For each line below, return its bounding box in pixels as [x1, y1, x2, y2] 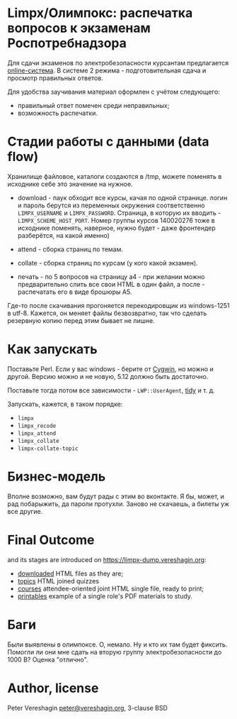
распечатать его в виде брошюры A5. [17, 287, 132, 296]
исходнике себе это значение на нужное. [7, 180, 133, 188]
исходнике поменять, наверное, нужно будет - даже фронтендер [17, 224, 216, 232]
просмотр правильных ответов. [7, 73, 104, 82]
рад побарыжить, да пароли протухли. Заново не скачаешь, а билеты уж [7, 499, 230, 508]
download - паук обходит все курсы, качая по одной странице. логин [17, 193, 228, 202]
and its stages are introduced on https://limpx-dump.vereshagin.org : [7, 555, 207, 564]
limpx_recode [17, 422, 57, 429]
